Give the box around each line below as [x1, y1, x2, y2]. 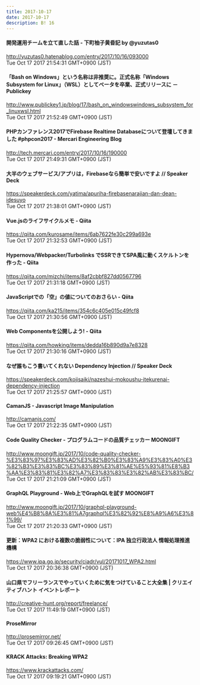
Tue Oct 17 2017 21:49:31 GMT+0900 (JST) [6, 155, 112, 162]
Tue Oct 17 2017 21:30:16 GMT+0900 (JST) [6, 348, 111, 355]
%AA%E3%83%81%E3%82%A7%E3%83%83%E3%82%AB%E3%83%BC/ [6, 469, 194, 476]
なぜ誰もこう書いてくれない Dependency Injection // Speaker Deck [6, 362, 173, 369]
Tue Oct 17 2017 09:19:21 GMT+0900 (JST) [6, 672, 111, 680]
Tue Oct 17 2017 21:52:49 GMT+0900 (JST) [6, 113, 112, 121]
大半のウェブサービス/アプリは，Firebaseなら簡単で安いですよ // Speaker [6, 170, 188, 177]
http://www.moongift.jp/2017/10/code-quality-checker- [6, 450, 141, 457]
